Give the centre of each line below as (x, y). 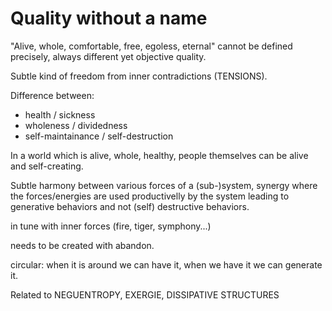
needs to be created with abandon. (82, 245)
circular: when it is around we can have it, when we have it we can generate (166, 264)
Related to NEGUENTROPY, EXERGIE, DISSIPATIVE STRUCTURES (145, 294)
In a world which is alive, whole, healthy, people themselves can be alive (159, 155)
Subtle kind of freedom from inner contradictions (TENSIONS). (139, 76)
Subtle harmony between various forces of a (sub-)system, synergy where (164, 185)
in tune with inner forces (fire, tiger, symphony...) (111, 226)
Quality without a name (109, 18)
